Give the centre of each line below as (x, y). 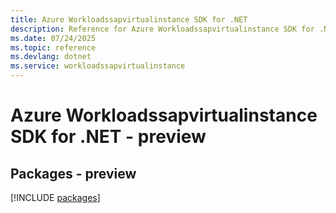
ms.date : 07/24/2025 (53, 38)
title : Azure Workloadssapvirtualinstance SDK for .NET (129, 19)
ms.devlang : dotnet (51, 57)
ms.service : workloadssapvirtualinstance (98, 66)
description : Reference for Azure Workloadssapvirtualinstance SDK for (162, 29)
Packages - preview (73, 173)
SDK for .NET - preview (108, 137)
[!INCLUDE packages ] (55, 197)
